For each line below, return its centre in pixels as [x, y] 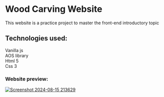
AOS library [17, 55]
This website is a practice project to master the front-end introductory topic [82, 23]
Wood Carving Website [54, 9]
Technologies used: [36, 38]
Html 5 [12, 61]
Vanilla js [14, 50]
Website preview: [27, 79]
